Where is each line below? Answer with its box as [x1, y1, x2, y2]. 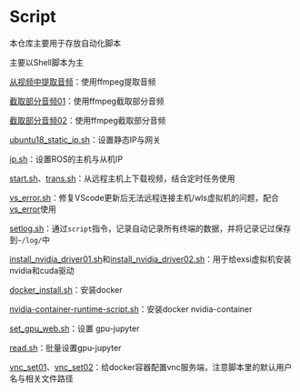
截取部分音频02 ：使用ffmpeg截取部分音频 [9, 115, 166, 126]
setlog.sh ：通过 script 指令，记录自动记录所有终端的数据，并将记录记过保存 [9, 223, 292, 234]
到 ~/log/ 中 [9, 234, 50, 245]
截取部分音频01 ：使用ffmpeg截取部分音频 [9, 95, 165, 106]
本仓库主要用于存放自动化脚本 [9, 37, 121, 48]
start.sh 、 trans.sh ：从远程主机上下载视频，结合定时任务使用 [9, 173, 235, 184]
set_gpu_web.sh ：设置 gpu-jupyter [9, 323, 140, 334]
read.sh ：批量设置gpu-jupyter [9, 342, 122, 353]
